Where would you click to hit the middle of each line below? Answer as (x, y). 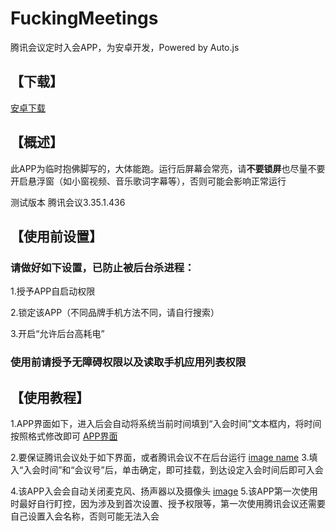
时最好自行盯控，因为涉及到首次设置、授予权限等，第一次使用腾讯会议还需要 (168, 503)
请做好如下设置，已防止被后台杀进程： (102, 267)
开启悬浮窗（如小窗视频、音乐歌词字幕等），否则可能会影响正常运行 (148, 181)
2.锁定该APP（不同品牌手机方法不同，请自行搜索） (115, 313)
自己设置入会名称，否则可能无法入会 (85, 516)
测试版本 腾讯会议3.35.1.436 (68, 202)
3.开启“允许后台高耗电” (57, 334)
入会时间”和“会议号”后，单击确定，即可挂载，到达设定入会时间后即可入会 (173, 469)
